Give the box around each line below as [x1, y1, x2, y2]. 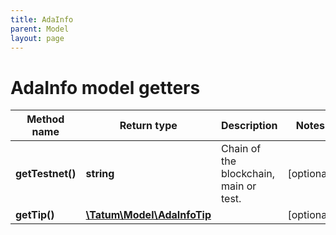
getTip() [15, 208, 55, 222]
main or [221, 179, 257, 193]
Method [26, 112, 65, 126]
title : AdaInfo [10, 14, 74, 25]
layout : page [10, 33, 65, 43]
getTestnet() [15, 167, 77, 181]
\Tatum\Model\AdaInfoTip [85, 208, 212, 222]
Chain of [221, 142, 262, 156]
